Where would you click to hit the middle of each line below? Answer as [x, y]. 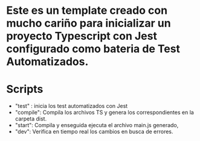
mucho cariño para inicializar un [89, 23]
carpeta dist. [31, 119]
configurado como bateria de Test [93, 49]
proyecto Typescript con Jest [82, 36]
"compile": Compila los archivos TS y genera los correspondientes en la [105, 113]
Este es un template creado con [87, 11]
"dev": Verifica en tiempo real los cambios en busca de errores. [94, 132]
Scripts [25, 89]
